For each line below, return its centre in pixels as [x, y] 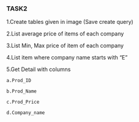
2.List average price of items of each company [65, 34]
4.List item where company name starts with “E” [67, 58]
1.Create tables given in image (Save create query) [70, 22]
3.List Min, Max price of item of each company [65, 46]
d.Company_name [26, 113]
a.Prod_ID [19, 81]
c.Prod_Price [23, 102]
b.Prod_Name [21, 91]
